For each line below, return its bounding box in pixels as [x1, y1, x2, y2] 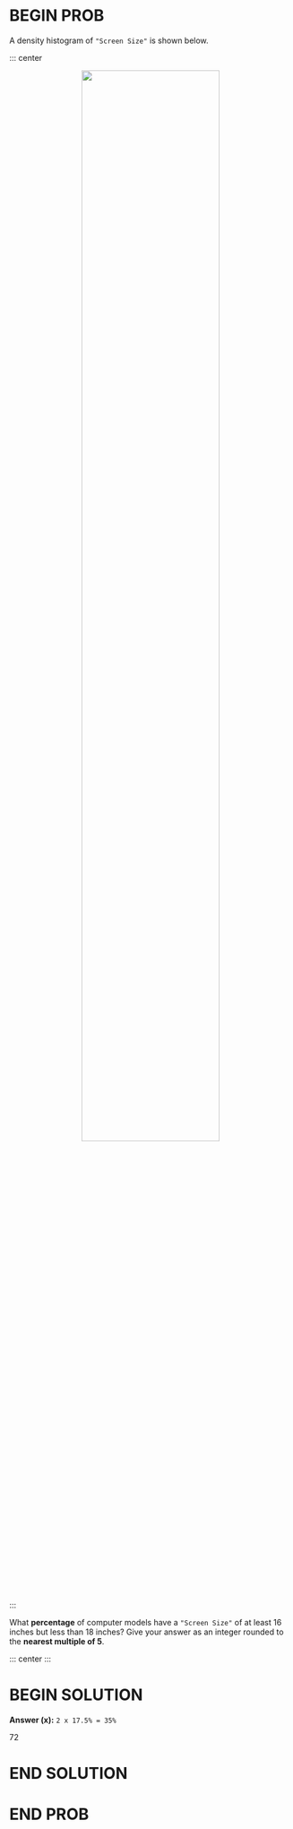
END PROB [9, 1804, 90, 1825]
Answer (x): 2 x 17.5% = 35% [9, 1714, 116, 1725]
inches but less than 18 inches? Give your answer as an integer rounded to [9, 1626, 284, 1637]
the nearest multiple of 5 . [9, 1635, 105, 1646]
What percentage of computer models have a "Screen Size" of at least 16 [9, 1617, 282, 1627]
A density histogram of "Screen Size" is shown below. [9, 35, 209, 46]
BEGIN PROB [9, 5, 105, 26]
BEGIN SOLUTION [9, 1685, 143, 1705]
